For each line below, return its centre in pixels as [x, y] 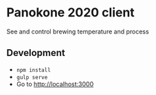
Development [36, 53]
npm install [33, 70]
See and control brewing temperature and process [78, 31]
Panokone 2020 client [70, 13]
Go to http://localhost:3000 [55, 84]
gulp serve [32, 77]
